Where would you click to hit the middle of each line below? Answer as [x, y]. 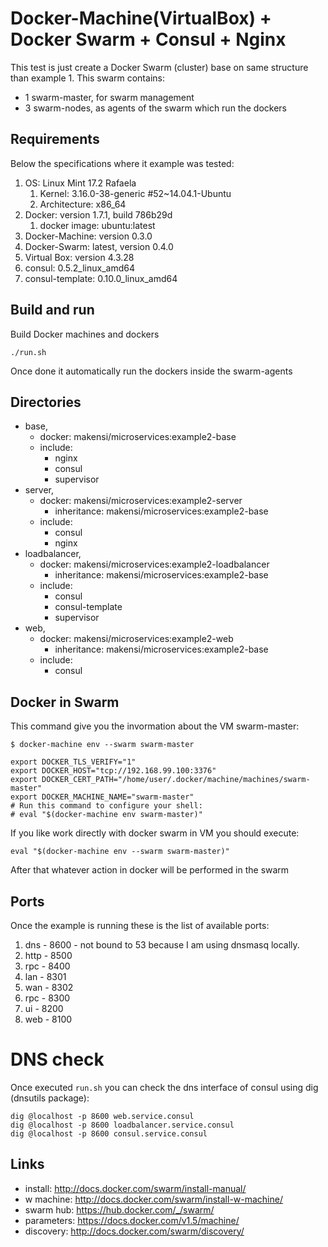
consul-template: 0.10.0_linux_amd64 [101, 278]
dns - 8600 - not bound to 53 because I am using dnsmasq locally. [162, 945]
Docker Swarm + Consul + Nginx [148, 39]
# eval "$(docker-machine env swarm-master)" [106, 815]
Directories [46, 402]
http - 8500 [48, 955]
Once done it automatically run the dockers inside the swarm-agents [151, 371]
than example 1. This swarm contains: [87, 78]
